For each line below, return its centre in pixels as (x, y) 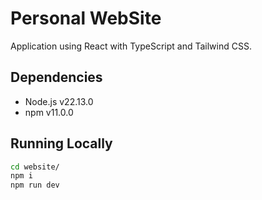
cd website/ (35, 167)
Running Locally (61, 143)
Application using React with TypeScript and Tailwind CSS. (131, 46)
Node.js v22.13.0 (59, 101)
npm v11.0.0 (49, 112)
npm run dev (35, 185)
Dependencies (56, 77)
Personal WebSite (86, 18)
